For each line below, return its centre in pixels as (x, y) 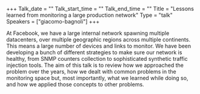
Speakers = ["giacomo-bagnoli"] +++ (53, 21)
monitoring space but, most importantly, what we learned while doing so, (97, 78)
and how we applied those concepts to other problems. (75, 84)
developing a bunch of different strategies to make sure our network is (94, 52)
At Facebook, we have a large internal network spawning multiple (88, 33)
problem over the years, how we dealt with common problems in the (92, 71)
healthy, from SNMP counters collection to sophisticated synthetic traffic (97, 59)
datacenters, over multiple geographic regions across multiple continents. (98, 39)
